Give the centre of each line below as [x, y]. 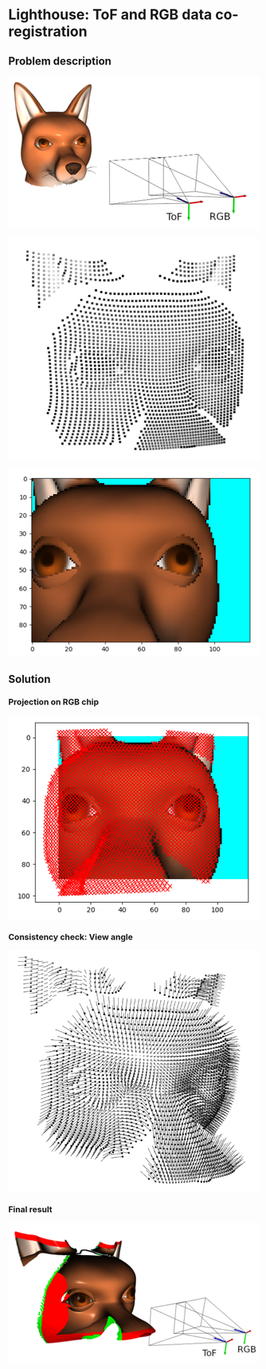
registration [48, 31]
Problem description [60, 61]
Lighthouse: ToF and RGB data [110, 15]
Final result [31, 1209]
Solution [29, 679]
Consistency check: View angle [71, 936]
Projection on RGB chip [54, 702]
